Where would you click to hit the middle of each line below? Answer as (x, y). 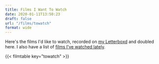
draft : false (18, 19)
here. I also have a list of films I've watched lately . (55, 47)
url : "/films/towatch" (28, 23)
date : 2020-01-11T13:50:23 (33, 14)
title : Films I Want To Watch (36, 10)
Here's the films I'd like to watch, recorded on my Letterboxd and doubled (80, 42)
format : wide (18, 28)
